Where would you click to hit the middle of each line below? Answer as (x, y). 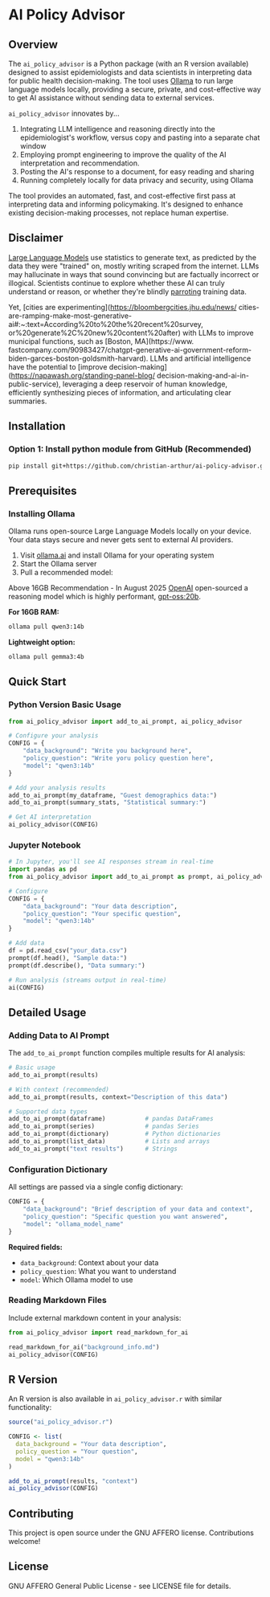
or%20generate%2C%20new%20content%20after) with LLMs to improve (131, 333)
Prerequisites (43, 490)
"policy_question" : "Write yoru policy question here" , (119, 758)
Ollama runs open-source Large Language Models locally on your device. (130, 531)
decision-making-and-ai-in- (203, 375)
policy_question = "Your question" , (77, 1452)
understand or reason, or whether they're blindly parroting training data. (128, 292)
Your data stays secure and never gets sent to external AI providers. (121, 540)
